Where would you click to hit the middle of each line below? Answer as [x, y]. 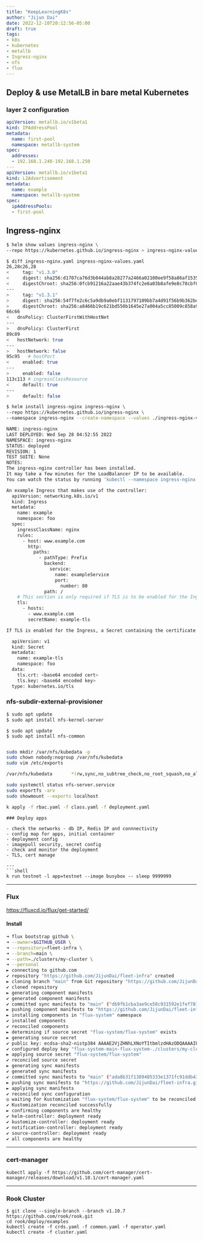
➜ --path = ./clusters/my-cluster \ [50, 959]
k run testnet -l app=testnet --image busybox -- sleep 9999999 [89, 876]
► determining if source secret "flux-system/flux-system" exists [92, 1032]
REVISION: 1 [21, 451]
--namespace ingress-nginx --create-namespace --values [78, 418]
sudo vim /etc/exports [35, 763]
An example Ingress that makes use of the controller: [77, 490]
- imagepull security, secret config [54, 844]
